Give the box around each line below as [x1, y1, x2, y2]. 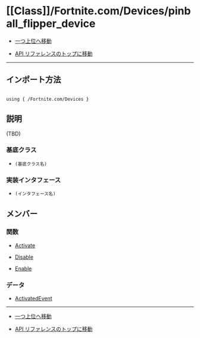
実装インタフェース [6, 176, 61, 184]
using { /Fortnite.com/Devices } [6, 96, 89, 102]
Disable [14, 253, 34, 261]
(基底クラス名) [14, 161, 48, 167]
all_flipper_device [6, 17, 96, 30]
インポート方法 [6, 75, 61, 85]
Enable [14, 265, 32, 272]
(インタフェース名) [14, 191, 56, 197]
